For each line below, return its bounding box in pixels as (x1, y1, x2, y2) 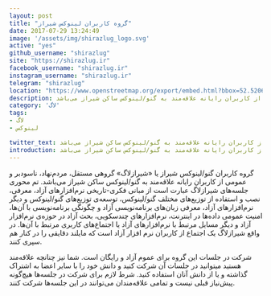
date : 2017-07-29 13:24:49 (9, 27, 100, 35)
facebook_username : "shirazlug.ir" (9, 64, 129, 72)
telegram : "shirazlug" (9, 79, 85, 87)
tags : (9, 109, 27, 117)
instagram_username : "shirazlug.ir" (9, 72, 132, 80)
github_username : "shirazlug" (9, 49, 111, 57)
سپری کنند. (9, 236, 43, 246)
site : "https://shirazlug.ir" (9, 57, 111, 65)
